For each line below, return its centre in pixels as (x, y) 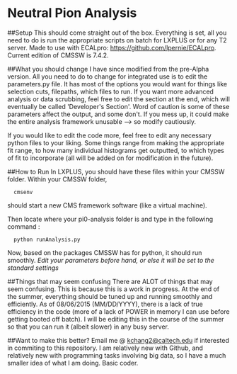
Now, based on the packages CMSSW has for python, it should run (105, 252)
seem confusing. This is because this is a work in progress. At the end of (114, 289)
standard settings (33, 268)
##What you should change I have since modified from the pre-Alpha (108, 69)
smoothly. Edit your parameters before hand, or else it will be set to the (111, 260)
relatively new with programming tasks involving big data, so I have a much (117, 355)
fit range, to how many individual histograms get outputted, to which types (116, 150)
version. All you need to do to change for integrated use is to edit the (108, 76)
